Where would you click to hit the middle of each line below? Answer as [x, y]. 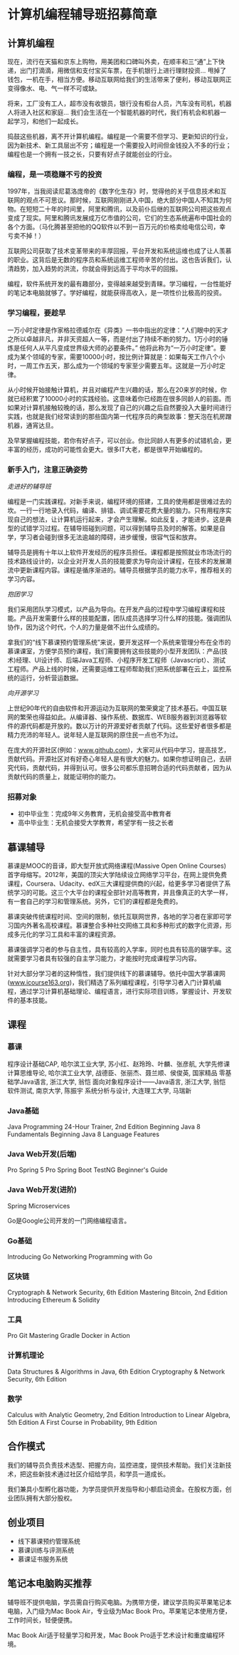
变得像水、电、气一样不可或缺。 [54, 88]
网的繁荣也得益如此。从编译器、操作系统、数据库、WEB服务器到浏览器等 [114, 717]
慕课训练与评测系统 [46, 1550]
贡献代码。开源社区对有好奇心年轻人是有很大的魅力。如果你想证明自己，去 [116, 759]
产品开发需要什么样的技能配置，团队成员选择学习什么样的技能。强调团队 [126, 618]
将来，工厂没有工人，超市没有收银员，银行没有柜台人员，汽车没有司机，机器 [119, 103]
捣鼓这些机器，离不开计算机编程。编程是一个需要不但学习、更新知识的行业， [119, 136]
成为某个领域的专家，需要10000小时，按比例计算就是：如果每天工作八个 [113, 356]
